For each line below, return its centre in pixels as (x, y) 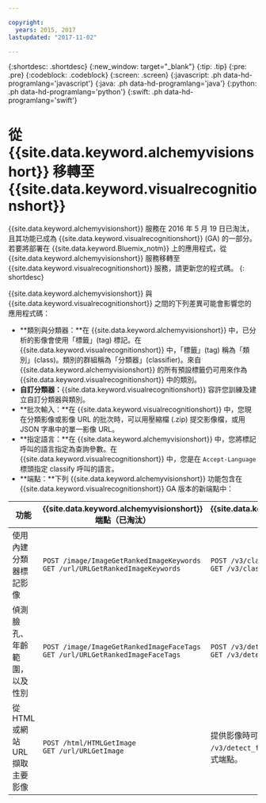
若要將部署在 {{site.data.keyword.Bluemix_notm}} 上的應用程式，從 (118, 249)
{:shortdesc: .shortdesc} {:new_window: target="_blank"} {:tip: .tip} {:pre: (127, 67)
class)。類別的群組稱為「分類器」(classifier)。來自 (119, 360)
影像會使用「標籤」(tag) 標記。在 (88, 340)
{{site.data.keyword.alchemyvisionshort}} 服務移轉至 (94, 258)
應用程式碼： (29, 313)
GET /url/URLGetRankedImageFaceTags (111, 655)
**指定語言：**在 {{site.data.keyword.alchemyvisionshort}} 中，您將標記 (138, 439)
